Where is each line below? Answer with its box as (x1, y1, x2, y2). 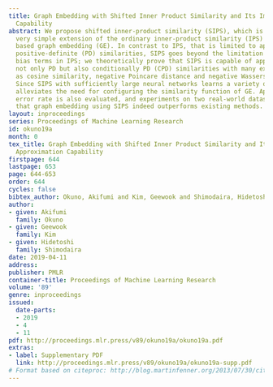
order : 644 (8, 178, 45, 187)
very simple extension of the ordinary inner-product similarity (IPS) (15, 34, 264, 43)
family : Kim (15, 230, 57, 239)
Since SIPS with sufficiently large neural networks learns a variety (15, 80, 260, 88)
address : (8, 260, 38, 269)
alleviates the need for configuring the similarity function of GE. (15, 87, 256, 96)
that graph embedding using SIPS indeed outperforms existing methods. (15, 102, 264, 110)
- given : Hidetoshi (8, 239, 75, 247)
